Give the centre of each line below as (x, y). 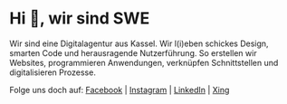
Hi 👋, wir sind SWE (80, 19)
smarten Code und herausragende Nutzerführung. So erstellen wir (133, 52)
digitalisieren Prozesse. (53, 72)
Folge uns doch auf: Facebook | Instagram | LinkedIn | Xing (120, 90)
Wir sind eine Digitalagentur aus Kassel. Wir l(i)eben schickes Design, (139, 43)
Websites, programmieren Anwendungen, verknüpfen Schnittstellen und (144, 62)
